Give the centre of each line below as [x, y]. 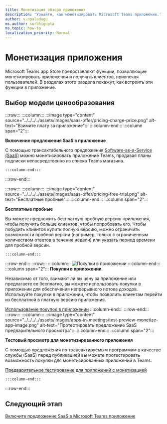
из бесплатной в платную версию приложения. [56, 299]
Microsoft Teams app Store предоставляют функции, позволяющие [76, 71]
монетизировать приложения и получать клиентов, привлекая [72, 76]
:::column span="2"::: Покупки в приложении [53, 269]
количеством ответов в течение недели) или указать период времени [80, 240]
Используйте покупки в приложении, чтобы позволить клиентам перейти [84, 294]
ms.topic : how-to [23, 28]
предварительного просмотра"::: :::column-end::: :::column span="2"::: [80, 330]
